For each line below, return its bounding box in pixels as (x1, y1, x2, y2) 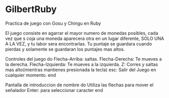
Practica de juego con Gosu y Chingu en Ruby (5, 20, 101, 26)
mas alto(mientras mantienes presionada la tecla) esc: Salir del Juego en (5, 67, 156, 73)
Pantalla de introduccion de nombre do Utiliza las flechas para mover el (5, 82, 154, 88)
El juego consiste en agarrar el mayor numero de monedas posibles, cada (5, 30, 158, 36)
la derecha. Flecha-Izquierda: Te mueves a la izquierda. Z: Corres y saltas (5, 61, 158, 67)
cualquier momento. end (5, 72, 57, 78)
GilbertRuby (5, 4, 57, 15)
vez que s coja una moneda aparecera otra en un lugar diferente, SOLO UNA (5, 35, 164, 41)
